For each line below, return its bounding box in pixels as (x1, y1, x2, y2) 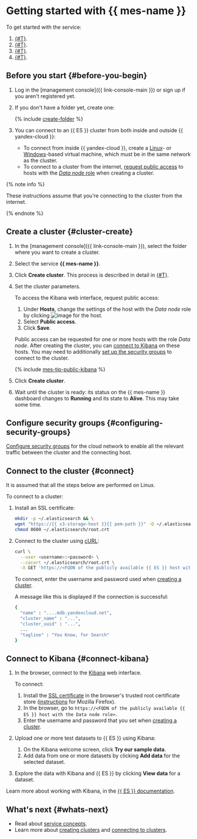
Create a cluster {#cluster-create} (6, 227, 133, 237)
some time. (14, 401, 42, 408)
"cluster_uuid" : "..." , (20, 621, 81, 627)
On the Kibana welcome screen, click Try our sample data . (23, 746, 166, 753)
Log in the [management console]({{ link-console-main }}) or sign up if (14, 86, 186, 93)
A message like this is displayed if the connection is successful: (14, 593, 169, 600)
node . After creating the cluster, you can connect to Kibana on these (14, 342, 180, 349)
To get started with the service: (6, 24, 82, 31)
